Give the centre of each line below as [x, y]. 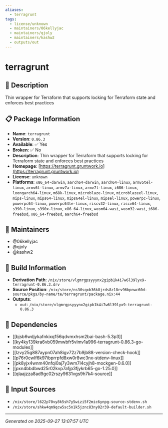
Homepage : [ [26, 166]
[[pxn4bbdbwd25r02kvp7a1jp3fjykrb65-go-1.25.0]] [65, 368]
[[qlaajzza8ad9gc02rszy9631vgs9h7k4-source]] [62, 374]
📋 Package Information [43, 119]
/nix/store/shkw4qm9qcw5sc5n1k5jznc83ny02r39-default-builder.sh [82, 407]
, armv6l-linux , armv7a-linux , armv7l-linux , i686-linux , [81, 187]
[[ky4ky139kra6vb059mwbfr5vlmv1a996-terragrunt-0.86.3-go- [78, 342]
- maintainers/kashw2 [32, 38]
